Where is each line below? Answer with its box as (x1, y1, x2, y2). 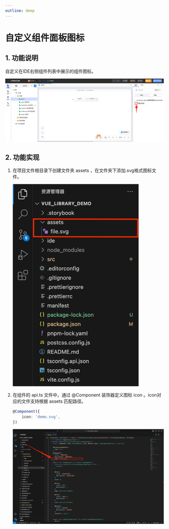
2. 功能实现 (5, 153, 40, 162)
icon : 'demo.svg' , (22, 414, 60, 419)
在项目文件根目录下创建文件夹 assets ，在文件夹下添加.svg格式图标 (12, 167, 152, 174)
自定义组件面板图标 (5, 32, 85, 43)
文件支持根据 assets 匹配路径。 (21, 398, 87, 404)
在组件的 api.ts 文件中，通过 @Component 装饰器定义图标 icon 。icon (12, 392, 157, 398)
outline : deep (5, 8, 35, 13)
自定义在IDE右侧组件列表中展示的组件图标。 (5, 68, 97, 74)
